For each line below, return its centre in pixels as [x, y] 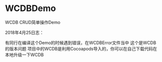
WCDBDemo [31, 8]
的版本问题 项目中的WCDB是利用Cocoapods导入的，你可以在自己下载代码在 [81, 49]
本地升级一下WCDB [24, 55]
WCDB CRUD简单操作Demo [33, 22]
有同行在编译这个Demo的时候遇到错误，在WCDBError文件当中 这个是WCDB [81, 43]
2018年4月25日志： [24, 32]
